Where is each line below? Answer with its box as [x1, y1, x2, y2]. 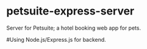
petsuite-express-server [6, 4, 135, 18]
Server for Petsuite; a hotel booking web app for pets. [6, 24, 142, 31]
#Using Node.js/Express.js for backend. [6, 36, 107, 43]
